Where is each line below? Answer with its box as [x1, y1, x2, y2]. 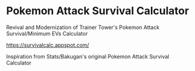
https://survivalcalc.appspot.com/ [6, 41, 89, 49]
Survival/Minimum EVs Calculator [6, 30, 88, 37]
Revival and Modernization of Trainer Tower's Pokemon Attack [6, 24, 160, 31]
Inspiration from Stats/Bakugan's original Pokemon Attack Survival [6, 53, 169, 60]
